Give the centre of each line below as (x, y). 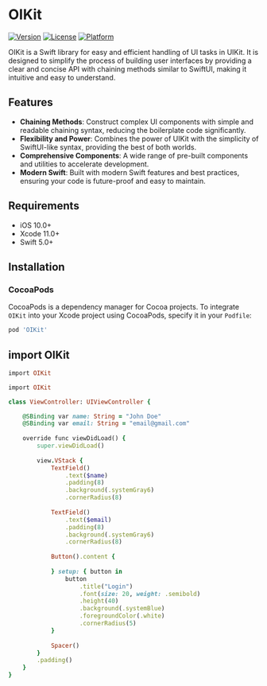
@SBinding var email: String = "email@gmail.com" (106, 423)
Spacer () (65, 645)
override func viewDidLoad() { (74, 438)
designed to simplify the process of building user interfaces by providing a (130, 60)
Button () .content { (83, 557)
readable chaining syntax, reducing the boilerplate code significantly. (133, 130)
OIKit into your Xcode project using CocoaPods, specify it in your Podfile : (130, 315)
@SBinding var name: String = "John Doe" (92, 416)
